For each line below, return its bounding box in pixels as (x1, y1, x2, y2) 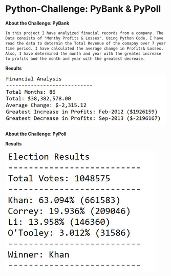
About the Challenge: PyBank (5, 20, 70, 26)
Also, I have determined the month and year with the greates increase (5, 51, 161, 56)
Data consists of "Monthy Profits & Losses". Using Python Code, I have (5, 35, 164, 41)
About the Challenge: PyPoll (5, 131, 67, 137)
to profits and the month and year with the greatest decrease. (5, 56, 145, 61)
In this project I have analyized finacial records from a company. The (5, 30, 164, 36)
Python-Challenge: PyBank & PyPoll (5, 3, 161, 15)
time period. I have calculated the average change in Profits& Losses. (5, 46, 164, 51)
